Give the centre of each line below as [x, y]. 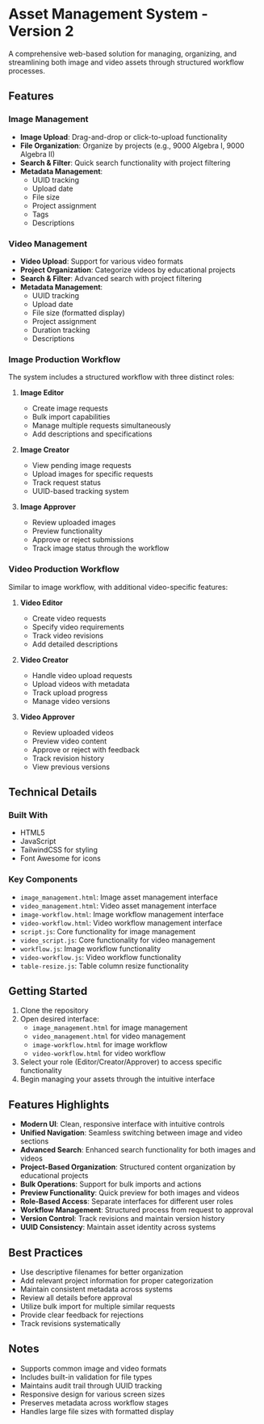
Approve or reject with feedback [86, 749]
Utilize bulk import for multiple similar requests [97, 1306]
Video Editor [41, 602]
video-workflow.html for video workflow [99, 1053]
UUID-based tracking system [80, 491]
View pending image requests [82, 466]
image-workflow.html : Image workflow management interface [122, 914]
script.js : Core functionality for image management [108, 931]
